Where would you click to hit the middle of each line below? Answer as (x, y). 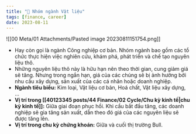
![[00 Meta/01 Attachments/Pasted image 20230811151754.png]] (83, 39)
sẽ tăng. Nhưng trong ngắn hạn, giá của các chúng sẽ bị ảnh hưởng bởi (100, 75)
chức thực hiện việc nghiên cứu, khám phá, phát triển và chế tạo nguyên (102, 57)
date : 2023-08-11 (27, 22)
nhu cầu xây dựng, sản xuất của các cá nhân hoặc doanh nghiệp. (93, 81)
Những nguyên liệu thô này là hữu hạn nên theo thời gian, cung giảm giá (101, 69)
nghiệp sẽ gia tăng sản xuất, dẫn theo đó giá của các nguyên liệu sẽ (97, 112)
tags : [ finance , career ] (36, 17)
